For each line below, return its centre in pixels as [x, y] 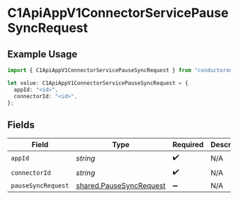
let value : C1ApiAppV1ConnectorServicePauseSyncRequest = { [98, 83]
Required [188, 145]
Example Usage [42, 54]
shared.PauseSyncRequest [120, 186]
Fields [21, 125]
